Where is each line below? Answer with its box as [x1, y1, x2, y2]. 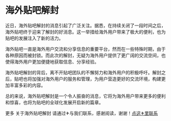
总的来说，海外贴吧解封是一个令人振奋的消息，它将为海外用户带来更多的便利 [5, 93, 166, 99]
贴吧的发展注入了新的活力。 [5, 35, 64, 41]
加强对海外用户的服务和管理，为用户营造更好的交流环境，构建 [32, 76, 161, 82]
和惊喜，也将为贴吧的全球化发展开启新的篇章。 [5, 99, 103, 105]
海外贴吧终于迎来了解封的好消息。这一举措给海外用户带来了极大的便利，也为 [5, 28, 166, 35]
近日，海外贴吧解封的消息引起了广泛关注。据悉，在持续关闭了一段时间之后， [5, 22, 166, 28]
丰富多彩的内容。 [9, 82, 46, 88]
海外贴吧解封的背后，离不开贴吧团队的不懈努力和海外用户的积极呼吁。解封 [5, 69, 161, 75]
